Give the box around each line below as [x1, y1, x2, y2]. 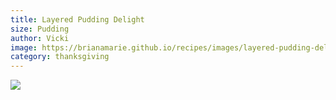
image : [10, 42, 38, 53]
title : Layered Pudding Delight [10, 14, 145, 25]
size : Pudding [10, 24, 70, 34]
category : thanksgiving [10, 52, 110, 62]
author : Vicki [10, 33, 70, 43]
